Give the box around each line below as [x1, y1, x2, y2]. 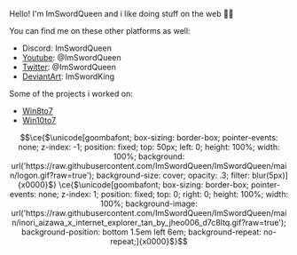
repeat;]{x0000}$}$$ [110, 236, 188, 246]
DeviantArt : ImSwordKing [21, 71, 115, 82]
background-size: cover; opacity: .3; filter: [96, 170, 250, 180]
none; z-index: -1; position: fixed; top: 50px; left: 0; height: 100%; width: [18, 142, 280, 152]
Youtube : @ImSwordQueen [21, 52, 121, 62]
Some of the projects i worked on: [9, 89, 133, 99]
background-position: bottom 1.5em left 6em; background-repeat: [21, 227, 262, 237]
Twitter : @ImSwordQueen [21, 62, 117, 72]
